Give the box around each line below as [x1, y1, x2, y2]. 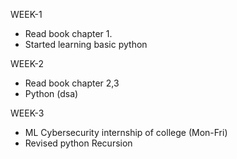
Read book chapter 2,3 [24, 77, 120, 89]
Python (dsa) [24, 88, 79, 99]
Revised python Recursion [24, 137, 133, 149]
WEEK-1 [10, 9, 43, 20]
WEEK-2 [10, 58, 45, 69]
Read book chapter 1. [24, 28, 113, 39]
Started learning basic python [24, 39, 148, 50]
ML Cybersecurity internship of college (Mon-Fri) [24, 127, 228, 138]
